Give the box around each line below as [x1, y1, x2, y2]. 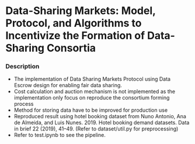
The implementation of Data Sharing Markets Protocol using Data [13, 76, 170, 83]
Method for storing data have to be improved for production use [13, 107, 168, 114]
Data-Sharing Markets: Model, [5, 4, 156, 18]
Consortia [46, 42, 96, 55]
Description [5, 63, 40, 71]
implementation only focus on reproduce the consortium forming [13, 94, 170, 101]
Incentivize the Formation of [5, 29, 145, 42]
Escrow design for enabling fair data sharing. [13, 82, 122, 89]
